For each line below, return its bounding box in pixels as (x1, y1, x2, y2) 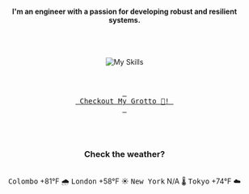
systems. (108, 15, 141, 24)
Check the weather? (84, 149, 165, 160)
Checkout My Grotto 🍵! (79, 97, 170, 106)
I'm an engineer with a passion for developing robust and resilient (11, 6, 238, 16)
